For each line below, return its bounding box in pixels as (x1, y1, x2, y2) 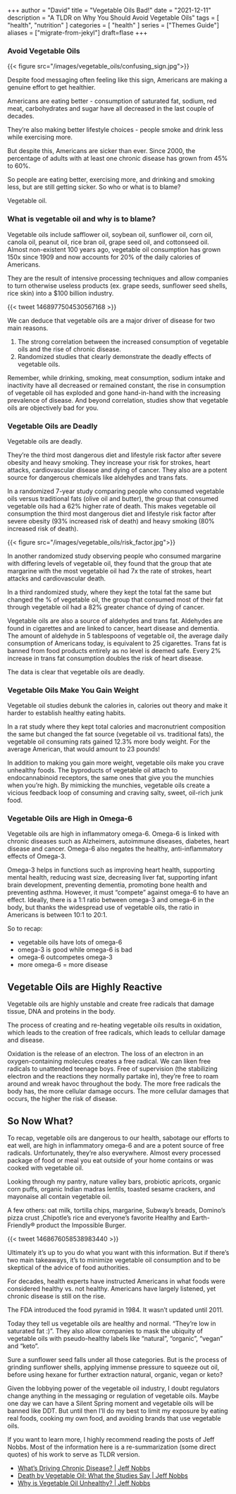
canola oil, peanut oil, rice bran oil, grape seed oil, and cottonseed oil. (7, 238, 209, 246)
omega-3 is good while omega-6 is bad (17, 945, 132, 954)
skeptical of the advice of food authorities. (7, 1263, 130, 1272)
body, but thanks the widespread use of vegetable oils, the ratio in (7, 903, 199, 912)
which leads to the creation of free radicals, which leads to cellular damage (7, 1028, 225, 1037)
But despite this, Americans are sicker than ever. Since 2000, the (7, 147, 196, 155)
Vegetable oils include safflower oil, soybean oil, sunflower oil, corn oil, (7, 230, 213, 238)
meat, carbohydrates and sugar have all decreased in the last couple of (7, 104, 214, 113)
